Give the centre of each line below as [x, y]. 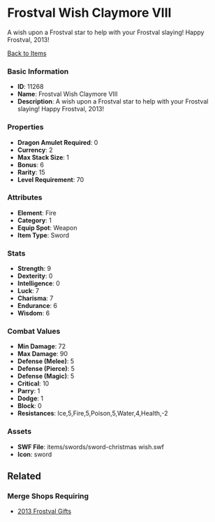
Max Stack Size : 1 [43, 157]
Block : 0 [29, 406]
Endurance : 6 [37, 306]
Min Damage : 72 [42, 346]
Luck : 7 [28, 291]
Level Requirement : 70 [51, 179]
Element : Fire [37, 213]
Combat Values [34, 332]
